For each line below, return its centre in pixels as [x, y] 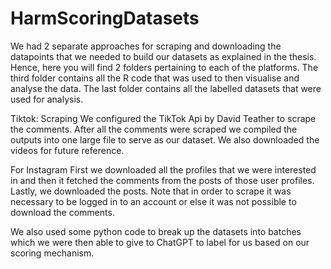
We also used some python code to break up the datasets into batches [156, 231]
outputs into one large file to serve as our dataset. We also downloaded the [165, 139]
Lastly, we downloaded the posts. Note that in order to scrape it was [151, 191]
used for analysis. [47, 99]
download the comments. [62, 212]
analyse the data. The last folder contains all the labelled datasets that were [166, 88]
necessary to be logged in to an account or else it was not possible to [153, 201]
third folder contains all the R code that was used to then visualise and [155, 78]
